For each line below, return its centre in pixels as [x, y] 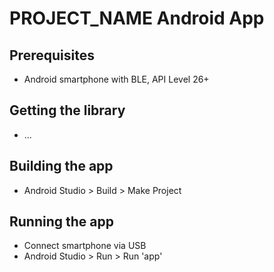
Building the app [61, 166]
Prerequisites [52, 55]
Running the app [61, 222]
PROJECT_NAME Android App [137, 18]
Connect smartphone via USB [85, 246]
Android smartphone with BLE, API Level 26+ [116, 79]
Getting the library [67, 110]
